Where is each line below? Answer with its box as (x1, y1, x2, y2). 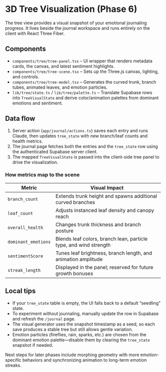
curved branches (55, 199, 95, 206)
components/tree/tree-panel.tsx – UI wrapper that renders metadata (12, 58, 153, 64)
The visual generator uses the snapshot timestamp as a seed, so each (12, 321, 155, 327)
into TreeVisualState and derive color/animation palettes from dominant (12, 95, 159, 101)
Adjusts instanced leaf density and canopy (55, 207, 155, 213)
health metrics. (12, 138, 43, 144)
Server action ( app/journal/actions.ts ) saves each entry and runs (12, 127, 148, 133)
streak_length (7, 267, 41, 273)
